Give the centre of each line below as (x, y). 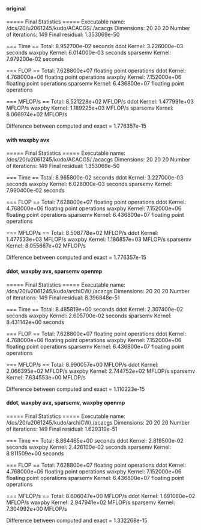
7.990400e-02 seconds (35, 190)
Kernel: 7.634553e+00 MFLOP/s (46, 377)
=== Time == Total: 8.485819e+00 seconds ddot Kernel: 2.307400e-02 (95, 309)
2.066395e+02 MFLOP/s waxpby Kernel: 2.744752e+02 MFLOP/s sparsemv (101, 371)
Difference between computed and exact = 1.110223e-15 (76, 389)
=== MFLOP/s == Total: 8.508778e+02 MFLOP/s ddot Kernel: (82, 233)
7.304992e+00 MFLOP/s (37, 508)
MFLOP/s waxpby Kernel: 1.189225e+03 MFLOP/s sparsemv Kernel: (90, 108)
